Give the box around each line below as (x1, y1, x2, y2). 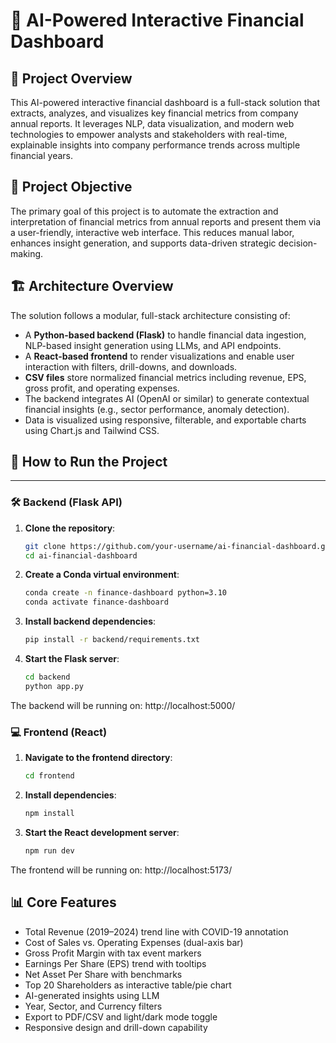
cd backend (24, 672, 71, 683)
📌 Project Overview (10, 70, 133, 87)
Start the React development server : (24, 826, 180, 838)
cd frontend (24, 771, 75, 781)
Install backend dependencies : (24, 615, 157, 628)
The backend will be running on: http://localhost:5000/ (10, 699, 236, 711)
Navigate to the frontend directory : (24, 752, 173, 764)
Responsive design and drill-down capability (24, 1021, 208, 1033)
